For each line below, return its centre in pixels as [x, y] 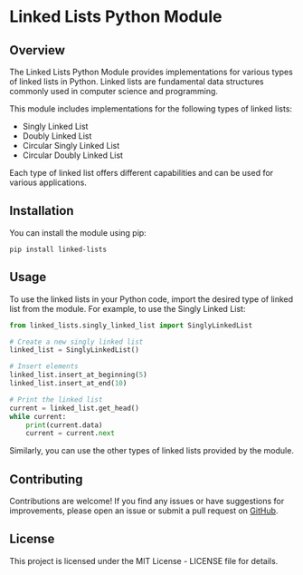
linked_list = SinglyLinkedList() [75, 350]
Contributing [46, 479]
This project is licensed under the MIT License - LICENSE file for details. [144, 560]
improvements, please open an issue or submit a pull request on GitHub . [144, 511]
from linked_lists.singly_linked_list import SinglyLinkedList [131, 325]
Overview [38, 50]
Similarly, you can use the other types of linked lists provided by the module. [151, 451]
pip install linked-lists [58, 249]
